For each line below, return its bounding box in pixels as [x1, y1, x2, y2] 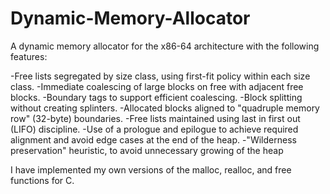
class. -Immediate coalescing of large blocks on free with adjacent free [10, 80, 304, 92]
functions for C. [10, 174, 75, 186]
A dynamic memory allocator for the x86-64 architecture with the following [10, 40, 320, 52]
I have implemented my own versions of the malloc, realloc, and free [10, 163, 292, 176]
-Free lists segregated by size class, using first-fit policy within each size [10, 70, 311, 82]
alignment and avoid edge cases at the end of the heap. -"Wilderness [10, 133, 297, 146]
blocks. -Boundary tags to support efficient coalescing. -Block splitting [10, 91, 303, 103]
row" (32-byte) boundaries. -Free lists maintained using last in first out [10, 112, 301, 124]
